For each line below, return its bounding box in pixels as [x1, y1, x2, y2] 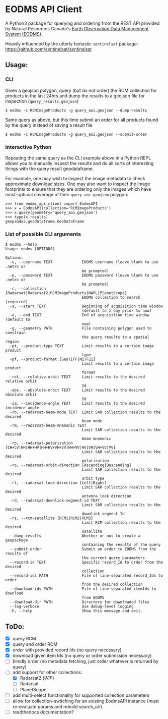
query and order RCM [12, 641, 58, 647]
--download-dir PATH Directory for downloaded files [10, 599, 150, 605]
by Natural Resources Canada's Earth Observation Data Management [5, 25, 149, 31]
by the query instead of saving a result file [5, 122, 93, 128]
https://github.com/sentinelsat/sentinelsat [5, 46, 92, 52]
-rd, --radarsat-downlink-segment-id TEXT [10, 498, 100, 503]
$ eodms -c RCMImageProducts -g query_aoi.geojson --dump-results [5, 107, 147, 113]
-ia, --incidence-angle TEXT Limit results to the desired [10, 401, 145, 406]
